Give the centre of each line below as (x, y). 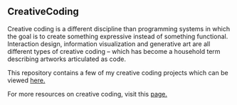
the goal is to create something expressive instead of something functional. (118, 36)
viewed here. (26, 80)
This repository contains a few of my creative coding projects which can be (118, 72)
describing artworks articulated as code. (67, 59)
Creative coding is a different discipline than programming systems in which (118, 28)
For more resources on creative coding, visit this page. (88, 94)
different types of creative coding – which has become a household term (114, 51)
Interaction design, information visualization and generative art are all (109, 44)
